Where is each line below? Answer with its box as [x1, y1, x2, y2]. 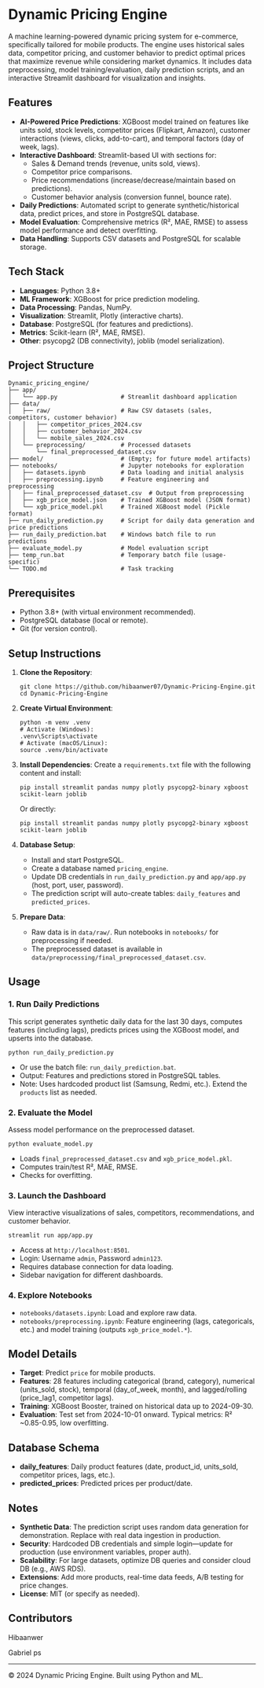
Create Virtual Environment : [19, 703, 113, 713]
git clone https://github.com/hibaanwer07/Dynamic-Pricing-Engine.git [19, 683, 256, 691]
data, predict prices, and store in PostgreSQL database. [19, 208, 200, 218]
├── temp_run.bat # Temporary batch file [8, 552, 199, 560]
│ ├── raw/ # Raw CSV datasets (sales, [8, 407, 213, 415]
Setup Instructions [8, 647, 101, 660]
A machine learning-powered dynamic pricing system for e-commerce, [8, 31, 239, 41]
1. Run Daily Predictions [8, 999, 100, 1010]
